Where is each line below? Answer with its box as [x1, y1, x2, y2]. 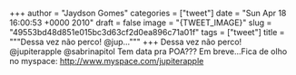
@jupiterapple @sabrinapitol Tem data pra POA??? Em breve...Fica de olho [9, 46, 288, 57]
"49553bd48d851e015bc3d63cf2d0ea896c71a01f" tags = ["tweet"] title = [9, 27, 285, 37]
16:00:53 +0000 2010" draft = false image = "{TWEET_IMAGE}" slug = [9, 17, 272, 28]
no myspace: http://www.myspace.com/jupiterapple [9, 56, 204, 66]
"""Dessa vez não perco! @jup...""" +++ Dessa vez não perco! [9, 36, 242, 47]
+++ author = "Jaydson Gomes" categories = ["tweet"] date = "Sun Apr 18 [9, 8, 287, 18]
